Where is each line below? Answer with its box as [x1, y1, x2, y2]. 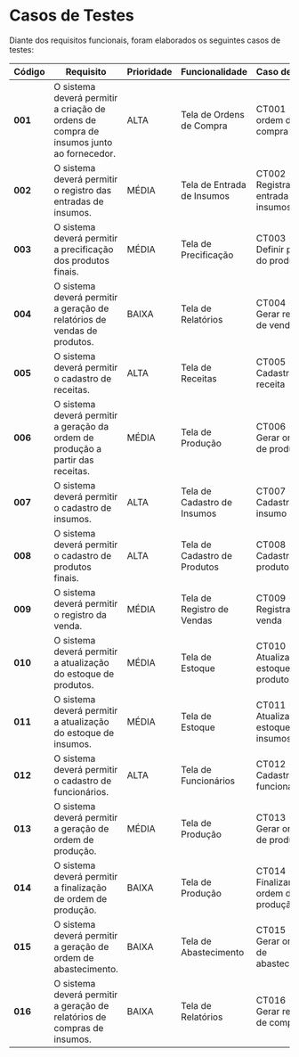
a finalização [53, 881, 107, 894]
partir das [53, 454, 94, 466]
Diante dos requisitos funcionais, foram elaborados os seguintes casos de [9, 35, 281, 45]
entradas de [53, 195, 104, 208]
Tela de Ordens [181, 108, 245, 120]
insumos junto [53, 135, 113, 148]
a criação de [53, 102, 106, 115]
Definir [255, 242, 285, 255]
